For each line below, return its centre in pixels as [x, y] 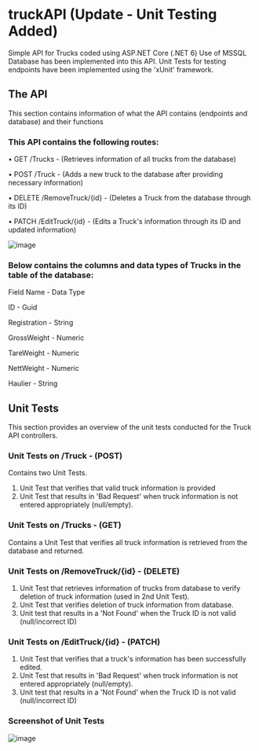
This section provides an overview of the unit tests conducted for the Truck [130, 427]
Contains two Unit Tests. [48, 473]
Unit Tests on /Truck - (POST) [66, 456]
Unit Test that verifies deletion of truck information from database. [126, 605]
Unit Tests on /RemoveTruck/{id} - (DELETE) [94, 571]
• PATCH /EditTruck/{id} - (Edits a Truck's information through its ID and [124, 222]
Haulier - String [33, 383]
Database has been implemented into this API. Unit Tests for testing [117, 61]
